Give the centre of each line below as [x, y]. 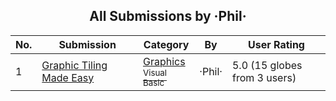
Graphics [164, 61]
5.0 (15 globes [267, 65]
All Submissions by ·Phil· [168, 16]
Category [166, 44]
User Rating [276, 44]
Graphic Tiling [74, 65]
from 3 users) [264, 77]
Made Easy [68, 77]
